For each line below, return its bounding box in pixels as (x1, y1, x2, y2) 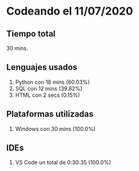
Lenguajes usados (6, 62, 77, 72)
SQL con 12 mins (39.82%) (15, 85, 83, 92)
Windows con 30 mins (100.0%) (15, 125, 96, 132)
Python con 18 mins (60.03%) (15, 78, 90, 86)
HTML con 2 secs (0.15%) (15, 91, 80, 99)
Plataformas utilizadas (6, 109, 94, 119)
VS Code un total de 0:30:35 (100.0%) (15, 159, 112, 166)
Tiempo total (6, 29, 56, 39)
